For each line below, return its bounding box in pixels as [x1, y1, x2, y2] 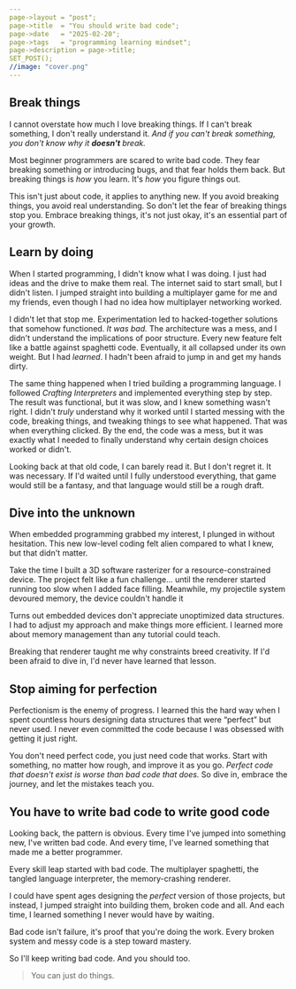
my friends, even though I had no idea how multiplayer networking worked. [9, 296, 283, 307]
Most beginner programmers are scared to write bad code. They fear [9, 154, 261, 165]
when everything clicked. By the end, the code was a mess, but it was [9, 424, 263, 435]
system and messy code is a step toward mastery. [9, 936, 192, 946]
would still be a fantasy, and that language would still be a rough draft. [9, 479, 265, 490]
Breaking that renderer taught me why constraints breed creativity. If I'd [9, 646, 270, 657]
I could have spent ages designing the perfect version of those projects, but [9, 890, 285, 900]
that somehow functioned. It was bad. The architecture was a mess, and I [9, 323, 277, 333]
